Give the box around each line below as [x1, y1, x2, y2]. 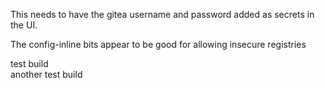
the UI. [10, 19, 38, 31]
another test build [10, 69, 83, 80]
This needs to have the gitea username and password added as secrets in [10, 9, 315, 20]
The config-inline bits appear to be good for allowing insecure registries [10, 39, 307, 50]
